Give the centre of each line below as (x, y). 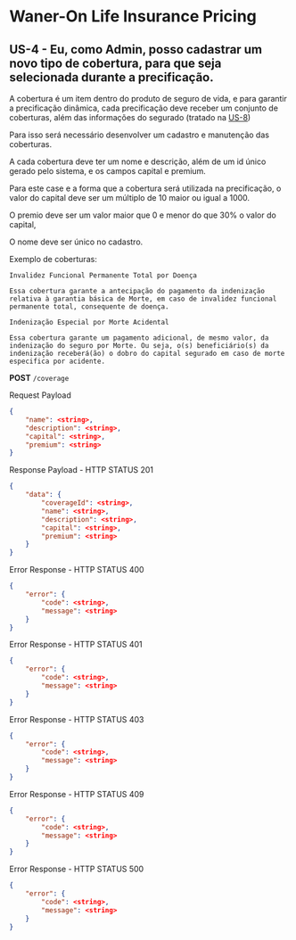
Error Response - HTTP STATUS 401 (76, 645)
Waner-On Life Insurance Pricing (133, 16)
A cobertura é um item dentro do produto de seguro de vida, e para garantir (148, 99)
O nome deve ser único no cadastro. (76, 242)
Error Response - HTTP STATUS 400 (77, 570)
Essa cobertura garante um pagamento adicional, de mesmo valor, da (139, 338)
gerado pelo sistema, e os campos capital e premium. (108, 171)
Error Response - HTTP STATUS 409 (77, 794)
